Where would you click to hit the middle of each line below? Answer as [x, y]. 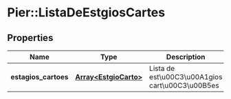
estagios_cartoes [40, 77]
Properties [30, 38]
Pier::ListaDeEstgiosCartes [86, 13]
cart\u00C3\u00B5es [184, 85]
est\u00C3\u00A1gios [186, 77]
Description [186, 57]
